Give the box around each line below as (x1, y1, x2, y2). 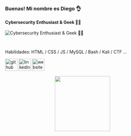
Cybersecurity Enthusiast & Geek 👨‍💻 (5, 19, 81, 25)
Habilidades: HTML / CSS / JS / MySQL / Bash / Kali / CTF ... (5, 49, 127, 55)
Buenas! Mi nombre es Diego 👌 (5, 5, 81, 12)
